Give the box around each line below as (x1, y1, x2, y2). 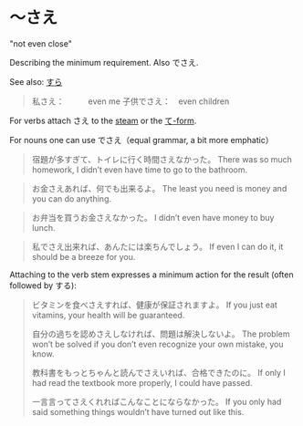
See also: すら (9, 76, 63, 87)
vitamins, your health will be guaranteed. (31, 309, 185, 320)
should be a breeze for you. (31, 251, 136, 262)
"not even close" (9, 37, 73, 49)
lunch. (31, 222, 57, 233)
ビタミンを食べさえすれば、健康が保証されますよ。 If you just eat (31, 299, 278, 310)
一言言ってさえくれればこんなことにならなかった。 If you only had (31, 396, 282, 407)
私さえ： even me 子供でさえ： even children (31, 96, 230, 107)
